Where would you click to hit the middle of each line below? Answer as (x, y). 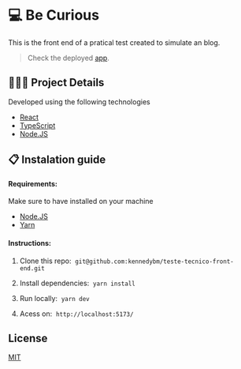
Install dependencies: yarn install (77, 283)
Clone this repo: (45, 261)
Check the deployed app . (69, 58)
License (28, 338)
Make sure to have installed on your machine (81, 201)
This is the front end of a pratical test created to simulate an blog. (114, 42)
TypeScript (37, 125)
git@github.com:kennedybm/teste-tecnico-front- (154, 262)
